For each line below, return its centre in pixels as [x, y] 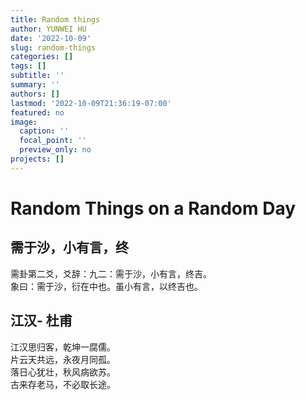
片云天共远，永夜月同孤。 [63, 359]
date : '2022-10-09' [51, 38]
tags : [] [28, 66]
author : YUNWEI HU [48, 29]
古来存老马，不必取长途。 [63, 384]
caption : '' [44, 131]
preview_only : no [55, 150]
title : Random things [55, 19]
